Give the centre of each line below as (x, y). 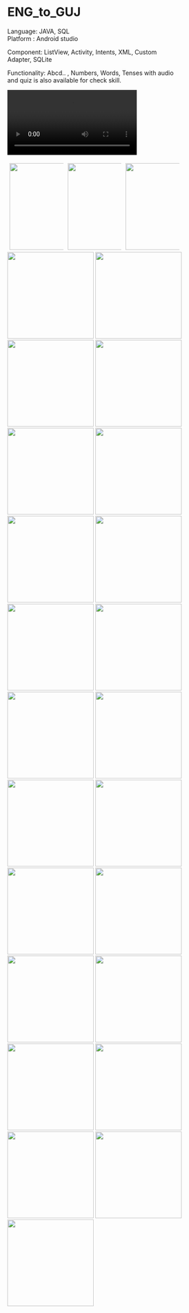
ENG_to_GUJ (44, 12)
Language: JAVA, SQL (38, 31)
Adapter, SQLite (30, 59)
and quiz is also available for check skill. (64, 80)
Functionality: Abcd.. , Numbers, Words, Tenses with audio (90, 73)
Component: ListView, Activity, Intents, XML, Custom (82, 52)
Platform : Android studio (43, 38)
